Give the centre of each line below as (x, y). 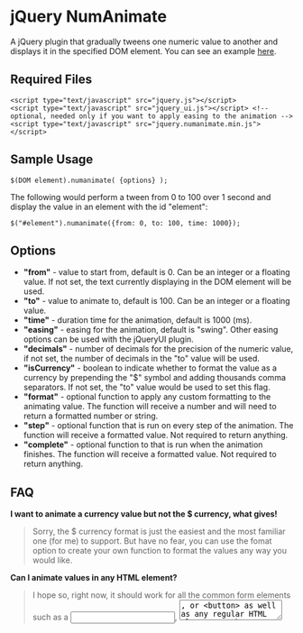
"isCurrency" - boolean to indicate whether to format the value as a (150, 368)
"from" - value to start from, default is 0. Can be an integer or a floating (157, 272)
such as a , (105, 617)
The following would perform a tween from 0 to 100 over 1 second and (141, 197)
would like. (52, 560)
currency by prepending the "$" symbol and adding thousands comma (155, 378)
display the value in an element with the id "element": (109, 206)
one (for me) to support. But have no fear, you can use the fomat (152, 541)
